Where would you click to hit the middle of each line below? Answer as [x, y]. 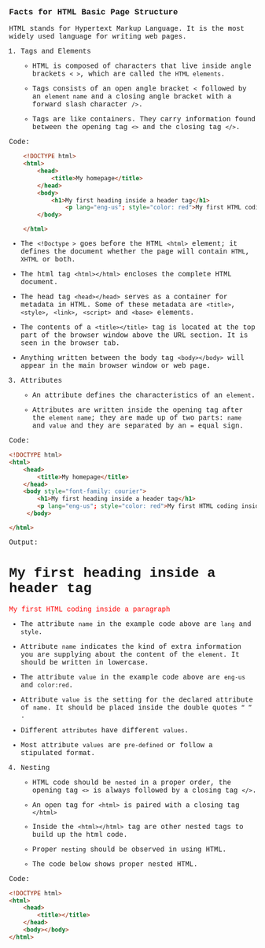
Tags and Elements [55, 52]
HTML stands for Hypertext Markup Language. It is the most [127, 29]
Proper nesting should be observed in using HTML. [129, 849]
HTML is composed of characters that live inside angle [142, 67]
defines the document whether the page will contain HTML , [135, 252]
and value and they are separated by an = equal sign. [138, 426]
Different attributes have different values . [105, 730]
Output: [24, 542]
